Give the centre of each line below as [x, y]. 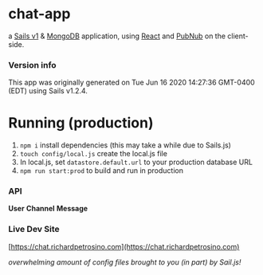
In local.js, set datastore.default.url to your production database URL [136, 162]
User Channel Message [48, 209]
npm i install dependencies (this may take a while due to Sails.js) [125, 145]
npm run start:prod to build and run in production [102, 171]
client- [237, 36]
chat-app [39, 14]
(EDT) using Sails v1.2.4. [48, 91]
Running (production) [81, 123]
